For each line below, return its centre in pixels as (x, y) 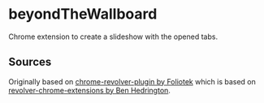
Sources (30, 62)
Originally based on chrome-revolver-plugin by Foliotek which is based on (132, 81)
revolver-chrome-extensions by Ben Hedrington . (89, 90)
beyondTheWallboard (83, 14)
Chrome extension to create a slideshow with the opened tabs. (113, 36)
